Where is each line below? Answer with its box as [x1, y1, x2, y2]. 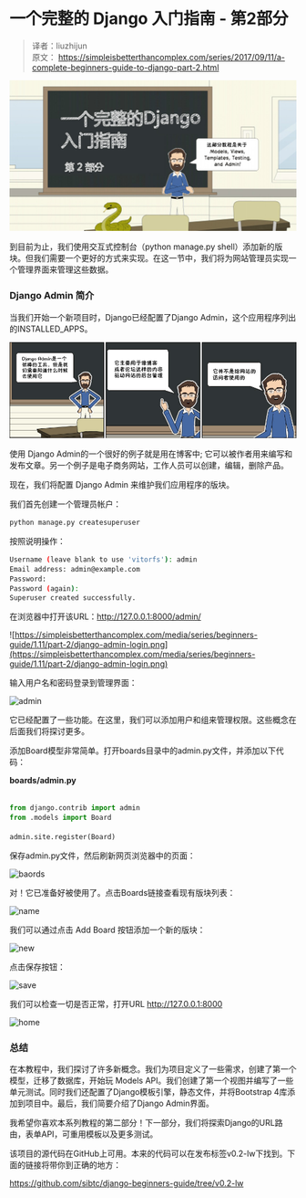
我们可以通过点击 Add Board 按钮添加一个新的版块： [9, 924, 206, 935]
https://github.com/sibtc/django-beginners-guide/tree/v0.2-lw [9, 1178, 244, 1188]
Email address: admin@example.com [9, 564, 141, 573]
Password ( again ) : [9, 583, 79, 594]
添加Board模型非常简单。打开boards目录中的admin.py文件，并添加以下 [9, 745, 276, 756]
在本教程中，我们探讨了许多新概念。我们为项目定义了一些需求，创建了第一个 [9, 1064, 297, 1074]
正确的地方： [72, 1160, 121, 1170]
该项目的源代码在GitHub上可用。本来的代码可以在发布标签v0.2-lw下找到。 [9, 1148, 288, 1159]
